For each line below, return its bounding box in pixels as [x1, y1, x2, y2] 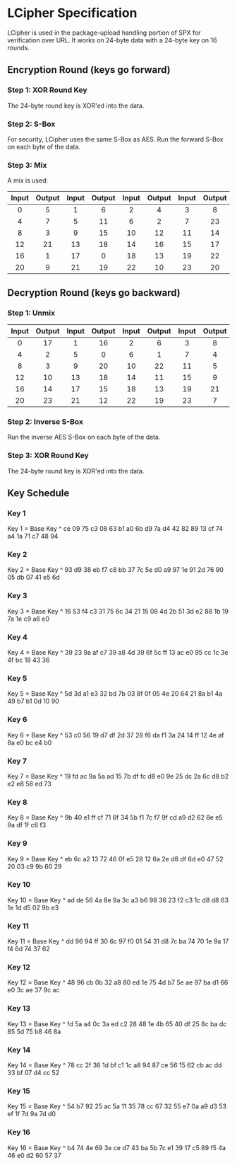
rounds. [7, 43, 30, 52]
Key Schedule [7, 487, 70, 499]
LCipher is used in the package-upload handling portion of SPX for [7, 28, 201, 37]
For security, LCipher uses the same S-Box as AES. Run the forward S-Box [7, 134, 224, 143]
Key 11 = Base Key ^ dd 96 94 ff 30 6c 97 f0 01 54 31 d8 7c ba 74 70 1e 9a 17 [7, 937, 229, 946]
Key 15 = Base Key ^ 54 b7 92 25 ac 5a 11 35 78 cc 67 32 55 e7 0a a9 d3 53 [7, 1102, 227, 1111]
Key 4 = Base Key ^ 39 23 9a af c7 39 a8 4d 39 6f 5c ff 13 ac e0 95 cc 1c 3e [7, 648, 229, 657]
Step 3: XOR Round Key [7, 451, 90, 461]
